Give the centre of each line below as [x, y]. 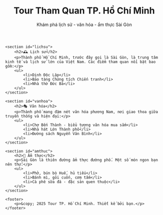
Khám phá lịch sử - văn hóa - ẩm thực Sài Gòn [84, 24]
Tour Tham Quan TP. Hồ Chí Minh [84, 11]
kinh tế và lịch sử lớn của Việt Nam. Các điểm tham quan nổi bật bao [80, 62]
